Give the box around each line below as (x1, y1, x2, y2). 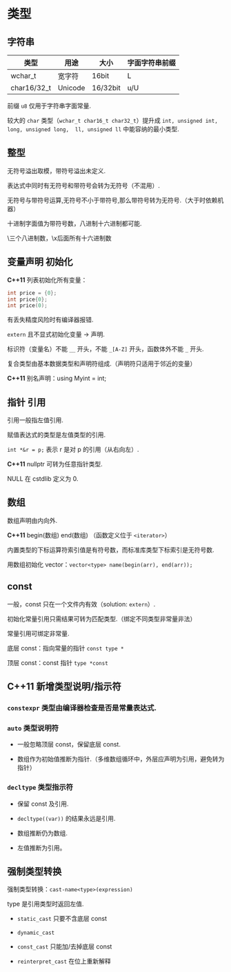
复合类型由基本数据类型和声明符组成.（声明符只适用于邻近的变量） (7, 359, 197, 368)
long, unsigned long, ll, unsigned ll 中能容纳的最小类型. (7, 125, 179, 133)
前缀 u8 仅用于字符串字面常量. (7, 101, 92, 110)
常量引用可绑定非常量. (7, 629, 70, 637)
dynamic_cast (17, 929, 55, 937)
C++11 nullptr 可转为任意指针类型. (7, 460, 103, 468)
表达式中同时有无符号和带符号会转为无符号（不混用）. (7, 181, 161, 190)
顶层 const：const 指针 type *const (7, 658, 108, 666)
